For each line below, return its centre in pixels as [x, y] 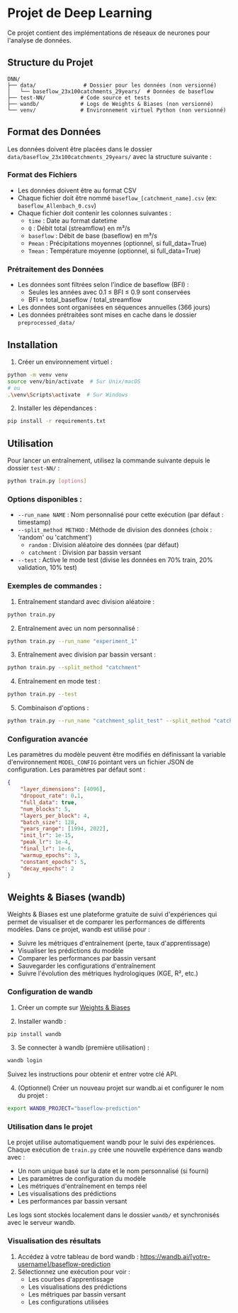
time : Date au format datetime [73, 220]
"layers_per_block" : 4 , [55, 816]
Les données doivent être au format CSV [77, 190]
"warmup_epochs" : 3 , [50, 855]
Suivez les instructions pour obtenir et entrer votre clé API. [93, 1074]
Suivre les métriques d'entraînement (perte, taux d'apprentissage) [114, 944]
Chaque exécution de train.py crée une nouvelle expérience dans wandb [115, 1150]
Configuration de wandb [50, 992]
